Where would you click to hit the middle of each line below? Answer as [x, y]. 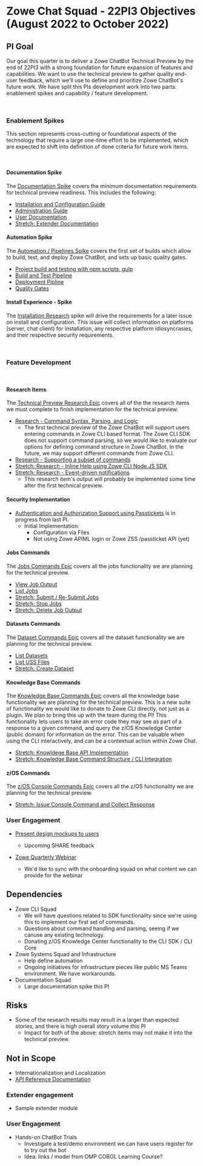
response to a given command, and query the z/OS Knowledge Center [94, 728]
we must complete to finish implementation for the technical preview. [92, 409]
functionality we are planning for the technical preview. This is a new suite [98, 702]
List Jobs [26, 591]
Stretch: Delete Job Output [48, 610]
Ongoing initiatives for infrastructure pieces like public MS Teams [105, 967]
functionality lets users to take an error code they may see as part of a [94, 722]
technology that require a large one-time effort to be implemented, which [98, 140]
